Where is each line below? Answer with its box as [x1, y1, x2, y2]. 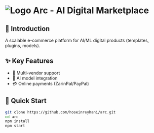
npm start [5, 123, 26, 129]
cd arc [5, 114, 19, 119]
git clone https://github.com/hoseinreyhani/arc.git [5, 109, 116, 115]
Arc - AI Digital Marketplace [33, 5, 149, 16]
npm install [5, 119, 30, 124]
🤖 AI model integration [12, 75, 58, 81]
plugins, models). [5, 43, 40, 49]
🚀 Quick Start [5, 97, 47, 105]
